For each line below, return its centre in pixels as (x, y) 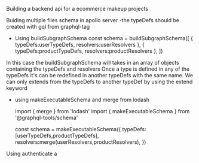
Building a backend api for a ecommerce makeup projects (77, 9)
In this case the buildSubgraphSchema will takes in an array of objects (93, 63)
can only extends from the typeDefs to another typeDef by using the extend (99, 81)
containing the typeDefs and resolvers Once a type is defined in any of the (98, 69)
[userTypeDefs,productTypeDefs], (57, 135)
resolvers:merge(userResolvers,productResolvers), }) (80, 142)
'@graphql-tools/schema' (46, 117)
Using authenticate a (32, 153)
